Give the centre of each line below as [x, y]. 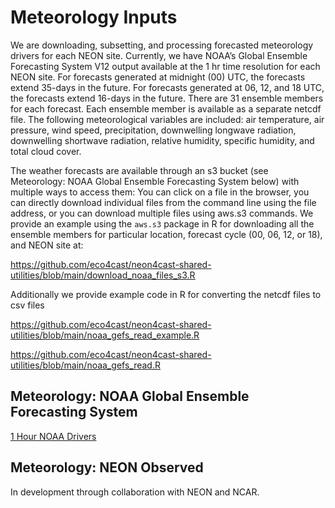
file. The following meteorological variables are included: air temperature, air [167, 119]
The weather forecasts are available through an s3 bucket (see [139, 170]
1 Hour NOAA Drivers [53, 436]
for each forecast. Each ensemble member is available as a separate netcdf [166, 108]
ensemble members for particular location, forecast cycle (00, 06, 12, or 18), [166, 234]
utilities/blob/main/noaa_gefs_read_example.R [105, 335]
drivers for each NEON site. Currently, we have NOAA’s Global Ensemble [159, 55]
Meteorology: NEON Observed [107, 467]
